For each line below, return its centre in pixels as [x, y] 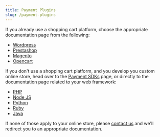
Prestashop [25, 50]
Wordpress [24, 44]
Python [20, 102]
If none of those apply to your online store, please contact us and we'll [79, 123]
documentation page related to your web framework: [61, 82]
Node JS [22, 97]
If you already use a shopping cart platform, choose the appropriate [77, 29]
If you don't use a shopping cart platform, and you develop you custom [80, 71]
